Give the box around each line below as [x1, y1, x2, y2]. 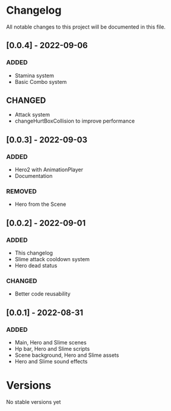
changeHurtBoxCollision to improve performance [14, 117, 135, 125]
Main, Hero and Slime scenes [14, 339, 87, 346]
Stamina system [14, 72, 55, 79]
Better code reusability [14, 290, 71, 297]
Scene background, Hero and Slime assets [14, 352, 119, 359]
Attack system [14, 111, 50, 118]
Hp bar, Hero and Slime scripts [14, 346, 90, 353]
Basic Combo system [14, 78, 67, 85]
